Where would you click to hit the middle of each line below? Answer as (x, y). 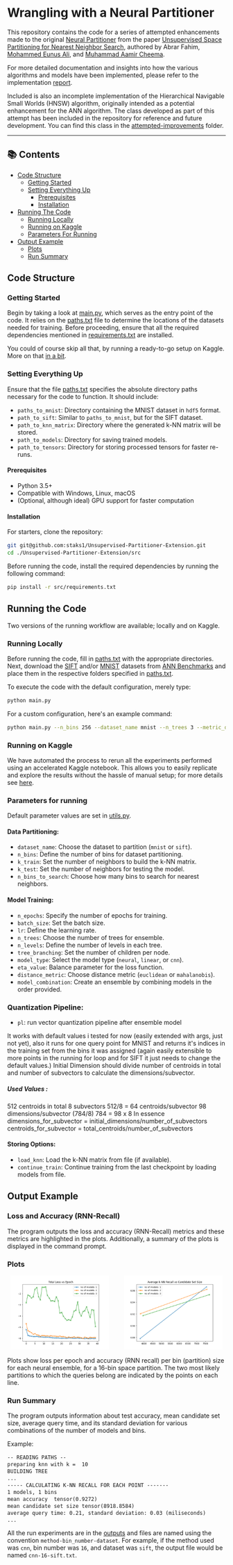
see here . (21, 782)
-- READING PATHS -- (37, 1458)
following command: (36, 573)
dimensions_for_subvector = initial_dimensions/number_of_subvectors (107, 1121)
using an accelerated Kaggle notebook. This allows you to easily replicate (112, 768)
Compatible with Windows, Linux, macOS (76, 493)
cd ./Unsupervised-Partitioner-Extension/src (74, 553)
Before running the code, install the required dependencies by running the (113, 566)
